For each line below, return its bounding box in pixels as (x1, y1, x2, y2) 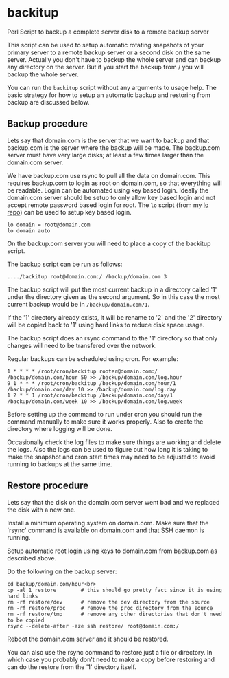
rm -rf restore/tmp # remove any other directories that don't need (7, 611, 223, 617)
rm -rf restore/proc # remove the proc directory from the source (7, 604, 213, 611)
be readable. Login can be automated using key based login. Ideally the (7, 186, 209, 194)
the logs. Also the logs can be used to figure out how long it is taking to (7, 445, 208, 453)
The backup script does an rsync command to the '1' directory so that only (7, 333, 218, 342)
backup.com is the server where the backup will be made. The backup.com (7, 143, 221, 152)
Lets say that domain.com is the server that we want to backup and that (7, 136, 210, 144)
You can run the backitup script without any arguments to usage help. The (7, 83, 217, 91)
